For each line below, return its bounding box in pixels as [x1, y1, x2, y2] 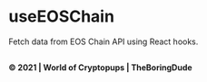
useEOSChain [8, 6, 115, 27]
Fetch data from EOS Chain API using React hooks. [8, 36, 199, 47]
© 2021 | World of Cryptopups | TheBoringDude [8, 62, 192, 73]
